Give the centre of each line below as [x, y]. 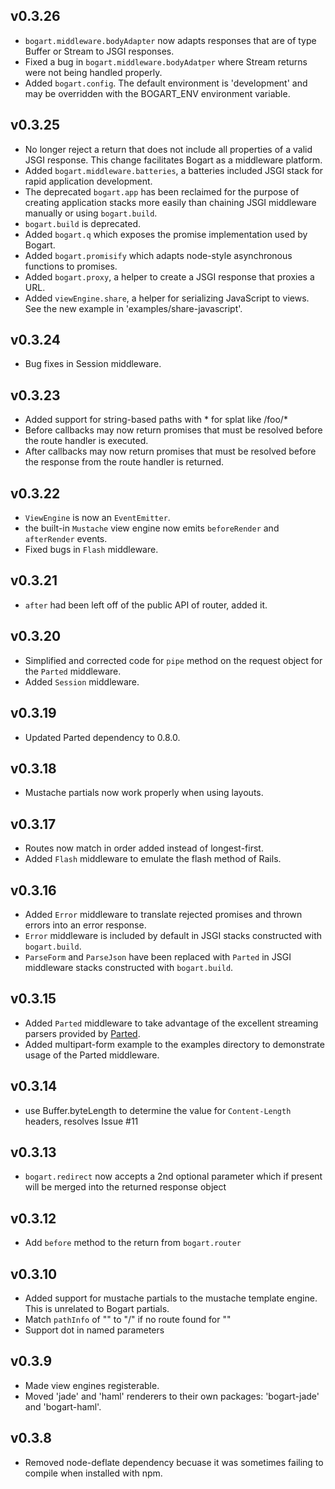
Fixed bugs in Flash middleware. [91, 550]
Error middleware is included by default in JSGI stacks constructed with [173, 935]
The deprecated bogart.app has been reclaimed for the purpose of [162, 191]
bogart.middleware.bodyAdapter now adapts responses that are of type [170, 40]
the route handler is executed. [86, 441]
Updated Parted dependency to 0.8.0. [102, 737]
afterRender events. [66, 539]
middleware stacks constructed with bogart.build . [129, 967]
